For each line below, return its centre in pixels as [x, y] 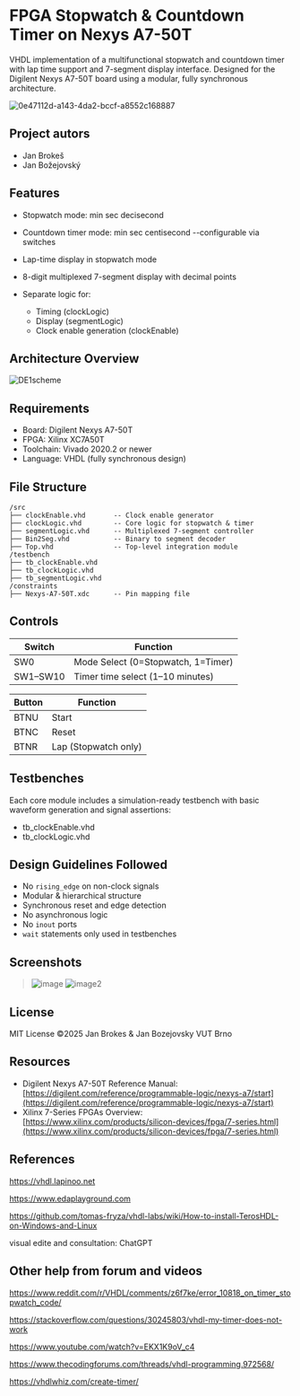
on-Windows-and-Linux [53, 1225]
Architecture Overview [74, 359]
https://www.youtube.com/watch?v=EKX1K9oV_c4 [102, 1347]
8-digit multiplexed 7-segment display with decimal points [129, 277]
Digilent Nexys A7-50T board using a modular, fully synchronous [129, 78]
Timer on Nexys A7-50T [101, 35]
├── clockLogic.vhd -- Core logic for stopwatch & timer [132, 523]
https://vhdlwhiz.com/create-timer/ [74, 1381]
